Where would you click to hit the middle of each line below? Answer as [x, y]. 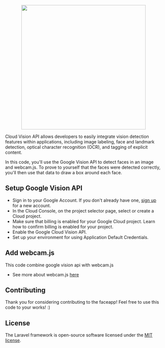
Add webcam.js [30, 253]
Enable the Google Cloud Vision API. [49, 232]
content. [14, 152]
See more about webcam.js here [46, 274]
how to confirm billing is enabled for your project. [63, 227]
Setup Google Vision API [44, 188]
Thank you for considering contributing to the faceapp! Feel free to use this [82, 302]
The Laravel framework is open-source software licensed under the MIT [79, 335]
